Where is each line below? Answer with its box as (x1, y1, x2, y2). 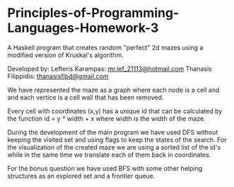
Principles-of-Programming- (7, 5, 180, 21)
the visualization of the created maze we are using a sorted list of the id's (7, 143, 221, 151)
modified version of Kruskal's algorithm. (7, 51, 124, 59)
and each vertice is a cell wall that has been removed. (7, 93, 164, 102)
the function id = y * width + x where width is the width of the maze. (7, 114, 206, 123)
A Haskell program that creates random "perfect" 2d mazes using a (7, 43, 204, 52)
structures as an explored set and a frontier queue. (7, 171, 156, 180)
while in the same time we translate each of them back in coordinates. (7, 150, 211, 159)
